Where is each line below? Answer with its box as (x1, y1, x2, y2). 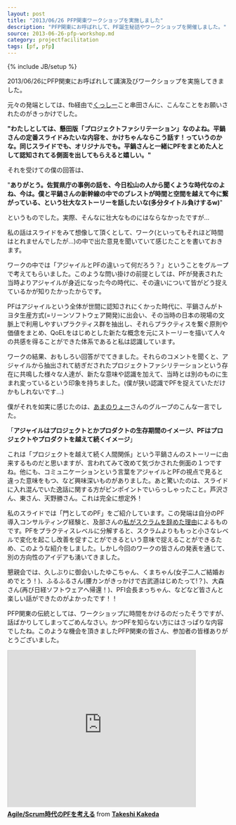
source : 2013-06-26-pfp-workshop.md (7, 30, 114, 37)
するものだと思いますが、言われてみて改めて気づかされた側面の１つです (13, 459, 223, 467)
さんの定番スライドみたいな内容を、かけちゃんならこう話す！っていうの (7, 133, 216, 141)
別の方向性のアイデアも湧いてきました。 (7, 553, 124, 561)
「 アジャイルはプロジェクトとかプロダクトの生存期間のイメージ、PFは (7, 427, 211, 434)
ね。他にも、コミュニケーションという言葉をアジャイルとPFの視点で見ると (7, 467, 223, 476)
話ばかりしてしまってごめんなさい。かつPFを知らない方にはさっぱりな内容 (7, 618, 223, 626)
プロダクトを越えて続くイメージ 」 (37, 435, 137, 443)
